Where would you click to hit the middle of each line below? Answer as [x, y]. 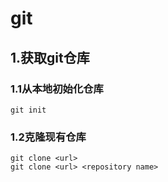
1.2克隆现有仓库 [48, 137]
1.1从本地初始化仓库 [57, 89]
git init [28, 110]
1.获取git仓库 [50, 57]
